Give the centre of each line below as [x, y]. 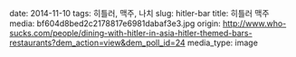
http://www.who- [254, 24]
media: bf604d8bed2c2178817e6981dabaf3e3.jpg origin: [115, 24]
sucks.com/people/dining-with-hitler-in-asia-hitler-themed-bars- [131, 33]
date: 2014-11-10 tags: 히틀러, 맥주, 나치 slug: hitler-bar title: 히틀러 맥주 [139, 13]
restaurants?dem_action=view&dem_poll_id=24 [97, 43]
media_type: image [222, 43]
